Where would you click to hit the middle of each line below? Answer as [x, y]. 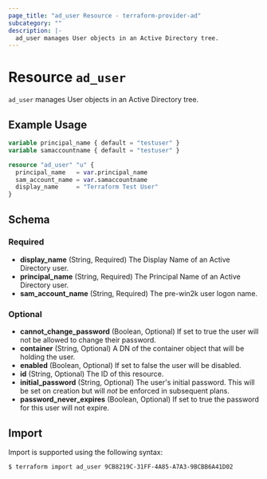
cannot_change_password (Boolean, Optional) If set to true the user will [139, 331]
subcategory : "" [35, 23]
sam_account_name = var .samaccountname [82, 180]
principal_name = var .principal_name [82, 172]
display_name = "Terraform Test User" [87, 187]
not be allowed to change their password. [88, 340]
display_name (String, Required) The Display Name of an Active [125, 259]
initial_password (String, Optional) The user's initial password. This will [137, 382]
